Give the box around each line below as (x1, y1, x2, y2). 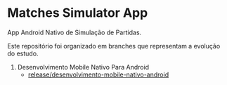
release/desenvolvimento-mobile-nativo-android (27, 70, 169, 79)
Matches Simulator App (7, 5, 148, 21)
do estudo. (7, 49, 39, 58)
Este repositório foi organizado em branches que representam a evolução (7, 41, 221, 50)
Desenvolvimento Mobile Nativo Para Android (17, 63, 150, 71)
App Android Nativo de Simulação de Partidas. (7, 28, 142, 37)
